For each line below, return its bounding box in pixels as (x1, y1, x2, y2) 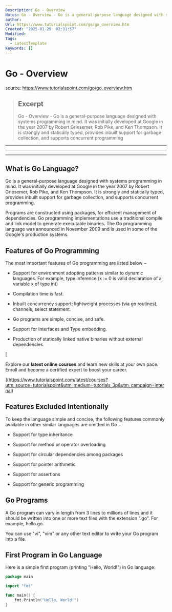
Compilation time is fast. (12, 291, 64, 297)
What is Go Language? (5, 164, 79, 173)
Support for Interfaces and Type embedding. (12, 326, 107, 332)
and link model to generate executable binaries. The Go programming (5, 221, 152, 227)
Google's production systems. (5, 231, 69, 238)
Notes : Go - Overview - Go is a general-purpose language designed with (5, 12, 164, 17)
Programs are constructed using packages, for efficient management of (5, 210, 157, 216)
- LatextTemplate (10, 41, 47, 46)
